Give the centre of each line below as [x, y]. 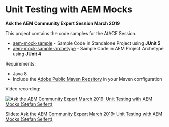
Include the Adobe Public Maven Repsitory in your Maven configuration [87, 79]
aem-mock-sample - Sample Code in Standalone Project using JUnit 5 [87, 43]
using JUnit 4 [27, 54]
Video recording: [23, 89]
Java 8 [20, 73]
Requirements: [20, 63]
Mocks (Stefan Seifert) [29, 119]
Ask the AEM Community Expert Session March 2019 [63, 23]
